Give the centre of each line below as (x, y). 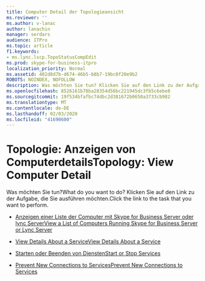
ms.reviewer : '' (27, 18)
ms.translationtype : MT (37, 102)
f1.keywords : (23, 52)
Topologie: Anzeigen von (71, 149)
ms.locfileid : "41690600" (39, 119)
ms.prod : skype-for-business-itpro (52, 63)
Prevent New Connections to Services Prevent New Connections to (99, 265)
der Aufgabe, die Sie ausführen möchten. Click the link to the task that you (99, 199)
